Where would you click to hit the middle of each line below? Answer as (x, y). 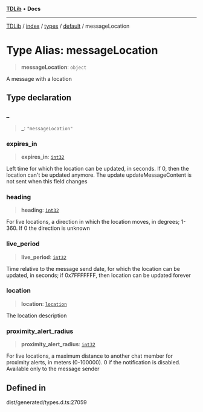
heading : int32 (40, 210)
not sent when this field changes (47, 181)
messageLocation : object (54, 67)
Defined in (26, 388)
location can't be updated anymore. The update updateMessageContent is (99, 175)
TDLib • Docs (24, 9)
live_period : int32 (43, 257)
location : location (44, 303)
